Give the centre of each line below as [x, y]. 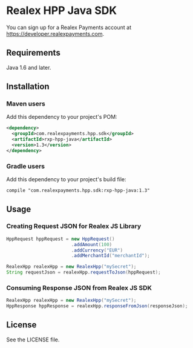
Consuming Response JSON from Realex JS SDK [79, 287]
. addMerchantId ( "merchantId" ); [110, 256]
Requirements [33, 53]
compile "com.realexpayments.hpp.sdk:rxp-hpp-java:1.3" [78, 191]
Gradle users [26, 166]
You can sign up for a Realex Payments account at [69, 27]
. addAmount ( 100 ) [92, 244]
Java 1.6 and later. [29, 67]
